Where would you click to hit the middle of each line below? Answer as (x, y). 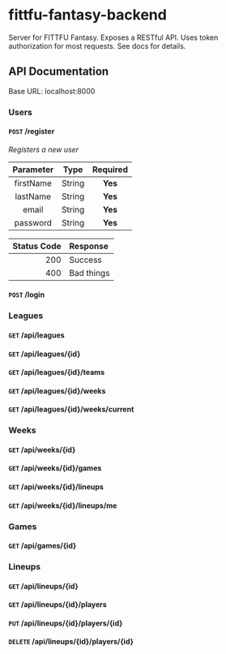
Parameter (33, 170)
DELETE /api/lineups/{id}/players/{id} (71, 642)
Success (86, 260)
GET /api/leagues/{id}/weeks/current (71, 409)
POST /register (32, 131)
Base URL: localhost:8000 (52, 91)
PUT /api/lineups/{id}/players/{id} (66, 623)
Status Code (37, 246)
